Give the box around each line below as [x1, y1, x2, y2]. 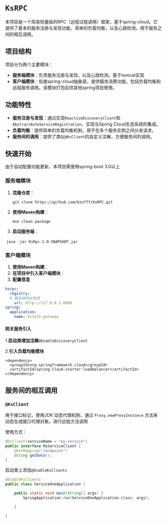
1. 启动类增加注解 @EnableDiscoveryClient [5, 338, 88, 344]
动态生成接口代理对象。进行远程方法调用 [5, 418, 88, 424]
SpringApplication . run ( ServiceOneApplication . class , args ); [23, 495, 150, 500]
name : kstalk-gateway [14, 314, 59, 319]
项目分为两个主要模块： [5, 61, 53, 67]
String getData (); [14, 453, 52, 458]
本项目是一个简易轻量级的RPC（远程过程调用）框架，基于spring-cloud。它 [5, 18, 158, 24]
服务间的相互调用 [5, 386, 58, 395]
